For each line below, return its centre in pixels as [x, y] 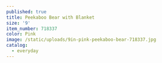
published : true [26, 12]
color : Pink [21, 34]
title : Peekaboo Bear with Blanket [51, 17]
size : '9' [19, 23]
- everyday [25, 51]
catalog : [17, 46]
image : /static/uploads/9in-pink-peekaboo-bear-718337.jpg [81, 40]
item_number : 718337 [32, 28]
